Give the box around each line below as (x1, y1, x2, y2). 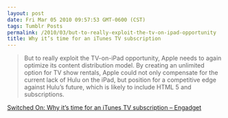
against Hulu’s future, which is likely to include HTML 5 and (23, 83, 192, 91)
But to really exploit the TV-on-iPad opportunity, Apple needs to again (23, 54, 222, 62)
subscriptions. (23, 90, 65, 99)
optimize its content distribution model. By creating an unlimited (23, 61, 205, 70)
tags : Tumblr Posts (7, 23, 63, 29)
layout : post (7, 10, 45, 17)
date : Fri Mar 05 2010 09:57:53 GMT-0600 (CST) (7, 16, 146, 23)
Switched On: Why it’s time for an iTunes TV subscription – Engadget (7, 104, 202, 112)
